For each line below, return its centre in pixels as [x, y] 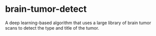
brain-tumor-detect [46, 9]
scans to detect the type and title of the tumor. [52, 28]
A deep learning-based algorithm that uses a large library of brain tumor [78, 23]
